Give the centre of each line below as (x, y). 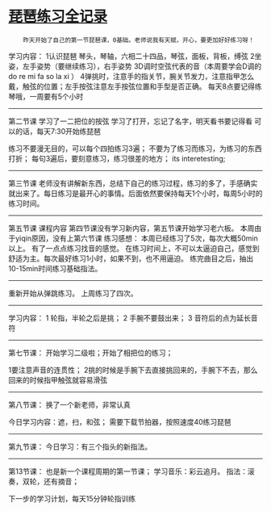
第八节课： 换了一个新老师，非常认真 (69, 404)
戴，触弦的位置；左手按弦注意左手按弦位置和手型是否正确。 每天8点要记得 (132, 86)
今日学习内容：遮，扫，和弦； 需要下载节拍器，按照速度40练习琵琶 (120, 421)
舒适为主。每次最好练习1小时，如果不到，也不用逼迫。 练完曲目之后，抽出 (131, 258)
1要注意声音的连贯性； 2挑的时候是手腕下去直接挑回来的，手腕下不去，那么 (133, 370)
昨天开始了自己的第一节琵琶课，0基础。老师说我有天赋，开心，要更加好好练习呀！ (139, 40)
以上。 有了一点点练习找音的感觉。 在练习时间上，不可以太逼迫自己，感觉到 (134, 248)
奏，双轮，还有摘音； (44, 481)
